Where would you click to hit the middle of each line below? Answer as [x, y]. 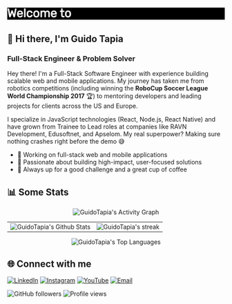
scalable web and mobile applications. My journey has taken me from [106, 81]
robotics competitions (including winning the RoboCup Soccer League [108, 88]
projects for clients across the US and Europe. [72, 106]
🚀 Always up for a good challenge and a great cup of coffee [102, 169]
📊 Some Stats [38, 192]
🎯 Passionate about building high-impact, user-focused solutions [109, 162]
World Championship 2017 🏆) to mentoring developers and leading [104, 96]
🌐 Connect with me [49, 264]
